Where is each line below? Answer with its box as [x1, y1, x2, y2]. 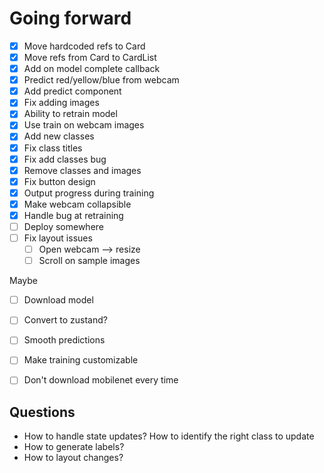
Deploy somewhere [23, 220, 104, 232]
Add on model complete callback [23, 63, 161, 75]
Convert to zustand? [23, 314, 108, 326]
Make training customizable [23, 354, 139, 366]
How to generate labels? [23, 441, 125, 453]
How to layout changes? [23, 452, 124, 464]
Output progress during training [23, 187, 155, 199]
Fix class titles [23, 142, 83, 154]
